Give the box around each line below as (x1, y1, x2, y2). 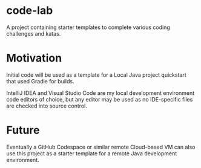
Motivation (6, 51, 62, 65)
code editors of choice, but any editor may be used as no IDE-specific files (6, 95, 193, 103)
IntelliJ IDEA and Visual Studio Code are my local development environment (6, 89, 195, 97)
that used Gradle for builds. (6, 77, 74, 85)
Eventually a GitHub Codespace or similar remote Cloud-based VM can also (6, 143, 196, 150)
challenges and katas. (6, 30, 61, 37)
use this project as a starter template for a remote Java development (6, 149, 177, 157)
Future (6, 123, 41, 137)
